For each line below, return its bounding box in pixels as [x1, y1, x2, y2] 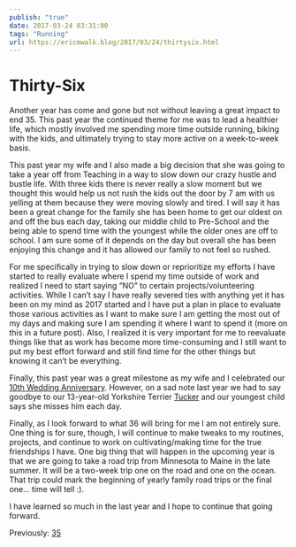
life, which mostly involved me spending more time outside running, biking [9, 124, 280, 135]
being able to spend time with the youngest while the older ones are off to [9, 226, 278, 236]
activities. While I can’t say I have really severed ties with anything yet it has [9, 289, 285, 301]
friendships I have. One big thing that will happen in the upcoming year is [9, 446, 276, 457]
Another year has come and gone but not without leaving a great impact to [9, 105, 281, 116]
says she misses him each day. [9, 401, 122, 412]
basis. [9, 143, 31, 153]
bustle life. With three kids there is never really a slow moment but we [9, 179, 262, 189]
